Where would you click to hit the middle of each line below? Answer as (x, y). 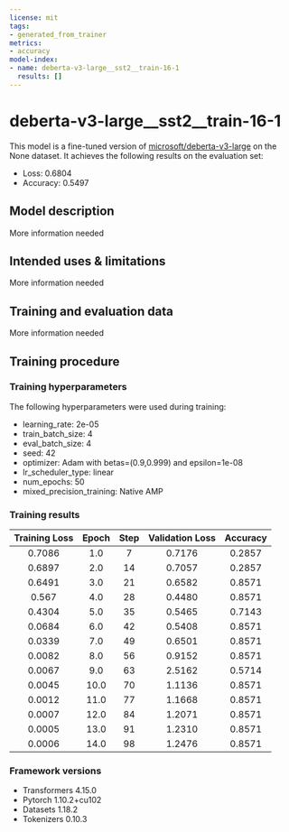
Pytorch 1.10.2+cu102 (62, 800)
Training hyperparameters (68, 387)
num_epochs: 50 (53, 481)
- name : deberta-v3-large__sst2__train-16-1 (94, 69)
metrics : (26, 43)
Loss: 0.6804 (47, 173)
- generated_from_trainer (58, 34)
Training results (45, 514)
